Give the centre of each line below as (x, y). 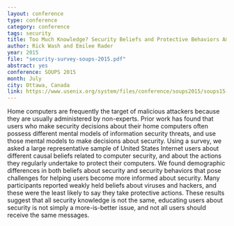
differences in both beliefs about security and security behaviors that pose (114, 171)
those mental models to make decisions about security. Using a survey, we (115, 141)
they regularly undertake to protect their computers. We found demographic (116, 163)
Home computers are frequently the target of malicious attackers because (114, 112)
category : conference (39, 27)
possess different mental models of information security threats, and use (111, 134)
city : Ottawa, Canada (39, 85)
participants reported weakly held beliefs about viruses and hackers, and (112, 186)
